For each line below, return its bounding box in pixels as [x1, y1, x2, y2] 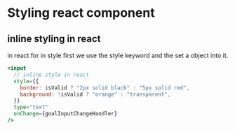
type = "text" [13, 103, 49, 111]
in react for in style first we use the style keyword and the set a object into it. [7, 51, 229, 59]
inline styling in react [7, 33, 101, 45]
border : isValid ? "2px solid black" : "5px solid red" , [20, 84, 190, 92]
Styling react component [7, 5, 156, 21]
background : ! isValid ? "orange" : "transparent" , [20, 91, 171, 98]
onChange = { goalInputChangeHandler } [13, 110, 118, 117]
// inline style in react [13, 71, 90, 78]
